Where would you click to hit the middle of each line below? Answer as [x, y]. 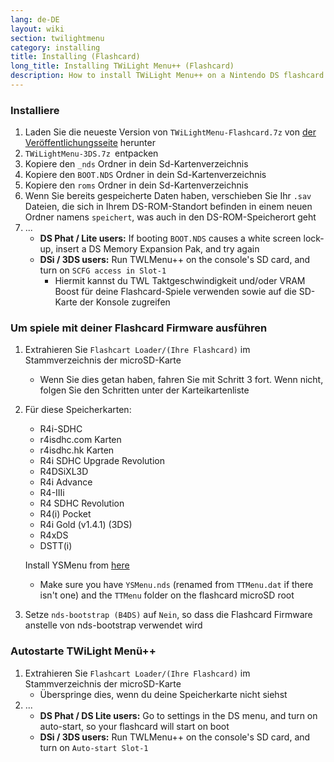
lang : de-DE [35, 19]
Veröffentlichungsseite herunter [90, 143]
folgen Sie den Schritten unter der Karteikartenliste [144, 390]
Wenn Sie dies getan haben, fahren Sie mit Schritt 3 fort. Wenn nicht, [181, 380]
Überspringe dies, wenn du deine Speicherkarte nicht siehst [163, 694]
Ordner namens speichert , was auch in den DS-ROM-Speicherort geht [170, 217]
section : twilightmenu [57, 38]
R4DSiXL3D [64, 472]
